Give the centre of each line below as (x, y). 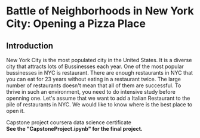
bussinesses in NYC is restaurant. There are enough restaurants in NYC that (99, 73)
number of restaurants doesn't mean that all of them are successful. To (94, 85)
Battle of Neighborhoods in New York (100, 11)
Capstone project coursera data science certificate (69, 122)
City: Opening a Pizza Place (76, 24)
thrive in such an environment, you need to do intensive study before (91, 92)
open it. (16, 111)
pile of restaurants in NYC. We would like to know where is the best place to (99, 105)
